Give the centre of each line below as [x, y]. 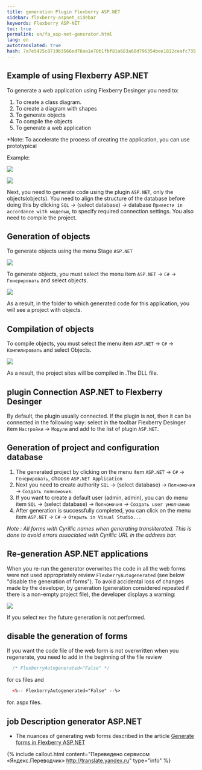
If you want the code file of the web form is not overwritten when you [93, 651]
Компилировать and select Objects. [49, 350]
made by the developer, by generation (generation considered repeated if [98, 587]
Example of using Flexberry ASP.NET [78, 76]
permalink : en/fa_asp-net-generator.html [60, 34]
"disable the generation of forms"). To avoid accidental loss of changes [96, 581]
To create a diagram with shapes [56, 108]
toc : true [19, 29]
